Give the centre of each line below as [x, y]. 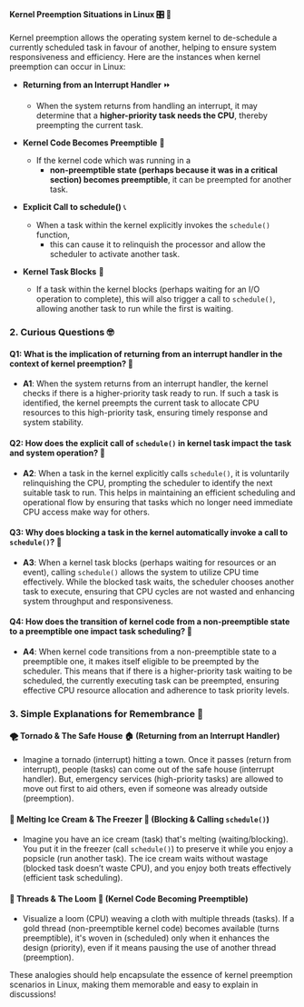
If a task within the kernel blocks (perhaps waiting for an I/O [148, 289]
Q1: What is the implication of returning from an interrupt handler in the [146, 354]
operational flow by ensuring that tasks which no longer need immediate [157, 502]
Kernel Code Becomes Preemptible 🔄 [93, 143]
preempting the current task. [89, 125]
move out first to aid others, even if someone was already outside [145, 789]
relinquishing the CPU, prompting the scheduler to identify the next [147, 483]
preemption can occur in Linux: [68, 67]
